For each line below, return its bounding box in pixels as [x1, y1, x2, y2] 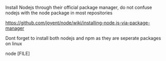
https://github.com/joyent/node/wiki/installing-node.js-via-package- [5, 20, 151, 26]
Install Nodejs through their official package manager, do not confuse [5, 5, 153, 10]
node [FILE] [5, 51, 30, 56]
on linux [5, 40, 22, 47]
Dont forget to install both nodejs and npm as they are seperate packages [5, 35, 161, 41]
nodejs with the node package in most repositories [5, 10, 113, 16]
